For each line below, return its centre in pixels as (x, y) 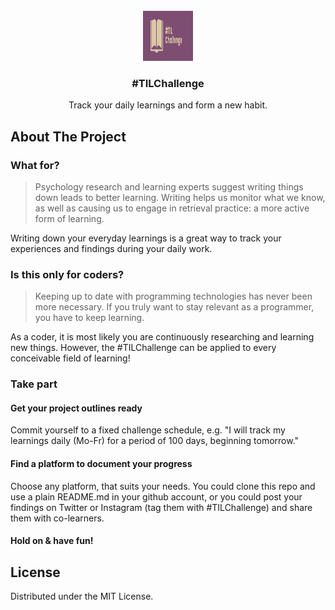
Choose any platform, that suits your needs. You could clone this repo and (163, 486)
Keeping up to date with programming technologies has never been (173, 296)
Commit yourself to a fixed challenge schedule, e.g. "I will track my (148, 430)
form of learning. (69, 218)
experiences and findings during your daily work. (111, 248)
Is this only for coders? (67, 274)
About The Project (68, 136)
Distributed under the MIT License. (82, 596)
